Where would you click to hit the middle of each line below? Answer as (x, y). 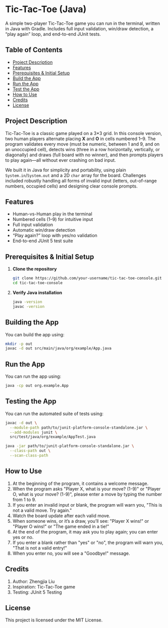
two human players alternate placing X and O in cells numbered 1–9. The (80, 139)
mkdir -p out (19, 344)
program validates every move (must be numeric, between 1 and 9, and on (82, 144)
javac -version (29, 306)
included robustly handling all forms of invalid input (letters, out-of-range (81, 181)
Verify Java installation (37, 292)
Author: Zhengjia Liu (34, 581)
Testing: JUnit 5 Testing (37, 592)
